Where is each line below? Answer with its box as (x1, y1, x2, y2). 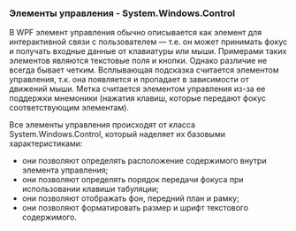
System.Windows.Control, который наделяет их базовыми (9, 129, 225, 140)
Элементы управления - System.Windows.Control (9, 7, 236, 19)
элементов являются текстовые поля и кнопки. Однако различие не (9, 56, 268, 66)
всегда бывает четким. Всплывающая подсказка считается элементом (9, 65, 279, 75)
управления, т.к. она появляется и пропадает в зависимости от (9, 74, 249, 85)
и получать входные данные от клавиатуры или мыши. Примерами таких (9, 46, 287, 57)
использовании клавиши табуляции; (21, 184, 159, 195)
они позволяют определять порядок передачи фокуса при (21, 174, 245, 185)
